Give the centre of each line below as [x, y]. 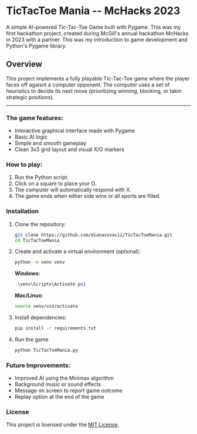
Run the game [31, 339]
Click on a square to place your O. [55, 184]
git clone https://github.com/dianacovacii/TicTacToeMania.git [94, 235]
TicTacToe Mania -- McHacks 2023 [93, 11]
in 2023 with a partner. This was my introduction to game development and [97, 39]
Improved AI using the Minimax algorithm [64, 378]
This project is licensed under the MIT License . [63, 425]
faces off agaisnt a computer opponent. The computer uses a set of [88, 85]
